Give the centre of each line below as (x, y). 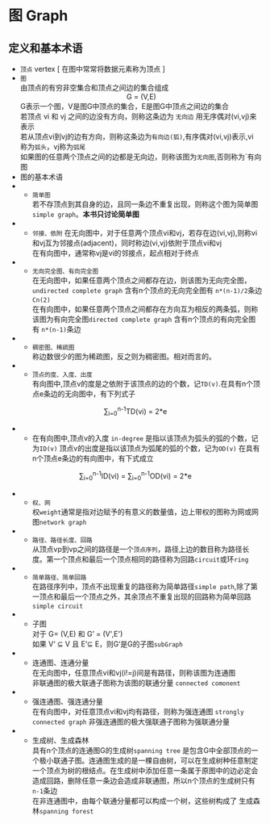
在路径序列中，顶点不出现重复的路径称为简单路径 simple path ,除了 (141, 586)
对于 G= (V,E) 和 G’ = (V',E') (77, 634)
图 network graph (59, 521)
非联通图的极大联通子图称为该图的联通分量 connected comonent (136, 683)
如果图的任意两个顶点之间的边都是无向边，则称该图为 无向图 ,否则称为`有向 (141, 157)
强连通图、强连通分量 (67, 701)
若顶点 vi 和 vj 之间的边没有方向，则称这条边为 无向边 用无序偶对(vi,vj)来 (138, 116)
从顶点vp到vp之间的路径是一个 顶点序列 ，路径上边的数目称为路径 (137, 549)
